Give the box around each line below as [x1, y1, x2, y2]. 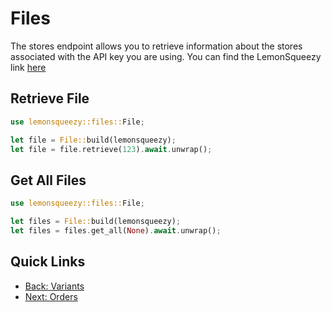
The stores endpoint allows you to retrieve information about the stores [10, 40, 303, 52]
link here [10, 61, 47, 73]
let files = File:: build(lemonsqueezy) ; [10, 217, 182, 227]
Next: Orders [24, 290, 78, 302]
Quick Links [10, 253, 86, 271]
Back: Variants [24, 280, 85, 292]
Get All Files [10, 172, 87, 189]
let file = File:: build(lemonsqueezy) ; [10, 135, 177, 145]
